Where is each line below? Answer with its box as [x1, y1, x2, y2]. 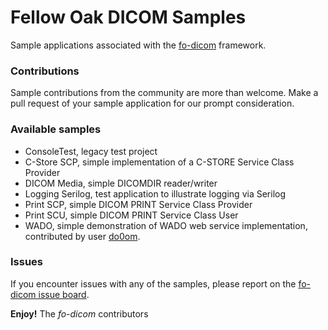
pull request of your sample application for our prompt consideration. [10, 97, 295, 110]
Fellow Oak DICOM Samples [10, 6, 247, 29]
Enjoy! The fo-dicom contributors [10, 307, 149, 320]
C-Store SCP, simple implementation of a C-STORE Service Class [24, 156, 295, 168]
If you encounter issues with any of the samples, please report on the [10, 277, 297, 290]
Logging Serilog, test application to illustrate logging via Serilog [24, 187, 287, 200]
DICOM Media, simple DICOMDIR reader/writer [24, 177, 218, 189]
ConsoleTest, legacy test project [24, 145, 158, 157]
